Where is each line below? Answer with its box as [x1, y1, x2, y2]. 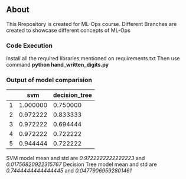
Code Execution [6, 41, 53, 50]
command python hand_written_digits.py [6, 61, 109, 69]
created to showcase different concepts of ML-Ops [6, 27, 131, 34]
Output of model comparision [6, 76, 93, 84]
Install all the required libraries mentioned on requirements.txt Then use [6, 55, 180, 62]
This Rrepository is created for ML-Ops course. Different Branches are [6, 20, 177, 27]
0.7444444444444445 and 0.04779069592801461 [6, 167, 132, 174]
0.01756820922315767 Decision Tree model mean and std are [6, 161, 158, 168]
